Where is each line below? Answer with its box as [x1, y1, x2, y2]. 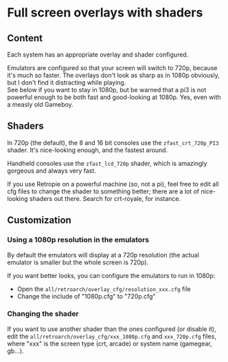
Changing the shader [7, 309, 79, 319]
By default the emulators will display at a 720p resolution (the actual [7, 251, 199, 259]
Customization [7, 215, 72, 226]
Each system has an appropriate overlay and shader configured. [7, 50, 189, 58]
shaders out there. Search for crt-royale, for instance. [30, 194, 181, 202]
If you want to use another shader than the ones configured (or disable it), [7, 325, 216, 333]
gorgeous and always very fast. [7, 167, 96, 175]
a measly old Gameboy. [7, 100, 73, 108]
